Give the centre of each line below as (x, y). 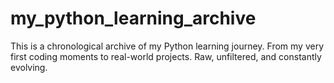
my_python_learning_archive (133, 18)
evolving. (29, 67)
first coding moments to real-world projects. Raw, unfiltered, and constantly (166, 56)
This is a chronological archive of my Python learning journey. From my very (167, 46)
